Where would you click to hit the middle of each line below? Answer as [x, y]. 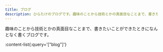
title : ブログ [18, 9]
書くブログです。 [35, 35]
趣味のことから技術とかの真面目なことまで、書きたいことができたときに [77, 28]
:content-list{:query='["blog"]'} [36, 44]
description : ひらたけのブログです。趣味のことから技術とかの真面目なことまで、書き [80, 14]
